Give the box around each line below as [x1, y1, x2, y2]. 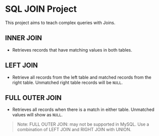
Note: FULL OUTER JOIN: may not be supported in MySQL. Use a [17, 121, 150, 127]
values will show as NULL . [12, 112, 63, 118]
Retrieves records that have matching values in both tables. [12, 47, 132, 53]
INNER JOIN [5, 34, 42, 42]
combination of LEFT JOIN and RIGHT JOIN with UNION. [17, 127, 132, 133]
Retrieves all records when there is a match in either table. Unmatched [12, 107, 155, 112]
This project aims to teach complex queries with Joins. [5, 20, 116, 26]
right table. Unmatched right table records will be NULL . [12, 80, 123, 85]
